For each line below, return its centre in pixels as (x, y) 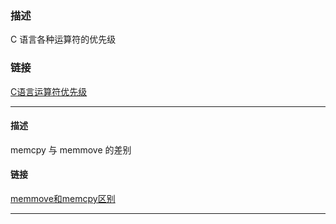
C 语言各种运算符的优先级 (63, 39)
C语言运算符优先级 (49, 91)
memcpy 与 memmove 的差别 (71, 149)
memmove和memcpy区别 (63, 198)
